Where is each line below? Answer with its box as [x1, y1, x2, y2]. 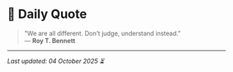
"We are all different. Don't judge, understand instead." [24, 29, 181, 37]
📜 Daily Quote [7, 6, 87, 22]
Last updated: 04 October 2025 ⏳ [7, 57, 105, 65]
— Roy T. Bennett [24, 36, 76, 44]
